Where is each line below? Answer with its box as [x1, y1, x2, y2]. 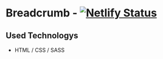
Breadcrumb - [5, 6, 78, 20]
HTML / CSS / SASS [14, 46, 65, 54]
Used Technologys [5, 30, 78, 41]
